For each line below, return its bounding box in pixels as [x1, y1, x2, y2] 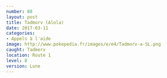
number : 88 [6, 8, 33, 15]
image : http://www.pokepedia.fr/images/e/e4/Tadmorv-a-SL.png [6, 42, 161, 48]
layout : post [6, 14, 38, 20]
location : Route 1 [6, 52, 51, 58]
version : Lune [6, 63, 41, 69]
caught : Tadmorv [6, 47, 46, 53]
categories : [6, 30, 35, 36]
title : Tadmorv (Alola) [6, 19, 64, 25]
